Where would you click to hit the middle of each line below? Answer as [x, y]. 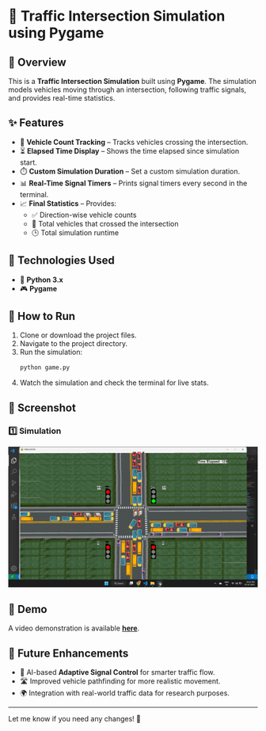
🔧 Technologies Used [61, 261]
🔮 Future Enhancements [68, 653]
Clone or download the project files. [78, 335]
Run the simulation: [51, 352]
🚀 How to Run [42, 316]
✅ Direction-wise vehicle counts [84, 215]
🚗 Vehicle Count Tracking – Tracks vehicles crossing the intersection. [134, 142]
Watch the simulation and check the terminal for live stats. [114, 383]
